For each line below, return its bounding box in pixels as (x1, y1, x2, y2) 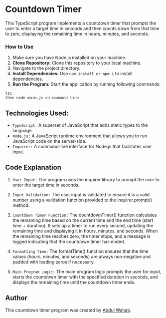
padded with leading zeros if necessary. (12, 259, 95, 265)
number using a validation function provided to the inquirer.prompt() (12, 197, 153, 203)
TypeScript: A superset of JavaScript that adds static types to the (12, 122, 148, 128)
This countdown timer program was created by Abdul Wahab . (5, 307, 132, 313)
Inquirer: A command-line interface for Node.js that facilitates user (12, 144, 152, 150)
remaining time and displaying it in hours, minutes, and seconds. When (12, 228, 158, 234)
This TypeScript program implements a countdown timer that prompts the (5, 20, 156, 26)
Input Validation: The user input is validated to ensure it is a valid (12, 191, 150, 197)
